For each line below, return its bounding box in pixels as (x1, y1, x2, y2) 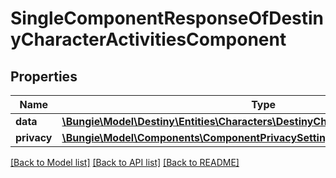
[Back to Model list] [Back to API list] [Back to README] (10, 157, 240, 168)
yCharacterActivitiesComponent (10, 28, 287, 51)
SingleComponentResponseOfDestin (10, 7, 325, 30)
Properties (10, 68, 78, 85)
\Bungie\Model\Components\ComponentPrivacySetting (61, 131, 332, 144)
